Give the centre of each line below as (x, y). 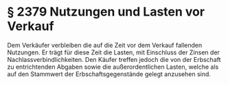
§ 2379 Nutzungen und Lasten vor (106, 12)
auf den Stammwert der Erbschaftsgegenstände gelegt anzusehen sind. (109, 74)
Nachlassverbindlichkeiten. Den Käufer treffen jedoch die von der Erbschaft (114, 59)
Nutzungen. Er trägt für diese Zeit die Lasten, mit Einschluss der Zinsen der (113, 52)
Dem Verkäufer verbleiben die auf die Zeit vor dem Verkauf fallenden (105, 45)
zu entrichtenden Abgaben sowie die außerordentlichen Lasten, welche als (113, 67)
